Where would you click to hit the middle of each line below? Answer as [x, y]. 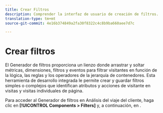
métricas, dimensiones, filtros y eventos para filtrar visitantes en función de [81, 70]
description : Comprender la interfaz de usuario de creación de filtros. [82, 14]
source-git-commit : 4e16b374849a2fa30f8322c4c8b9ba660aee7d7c [70, 23]
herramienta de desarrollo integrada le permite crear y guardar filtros [75, 80]
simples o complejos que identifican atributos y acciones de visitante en [78, 86]
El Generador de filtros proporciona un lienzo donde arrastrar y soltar [75, 65]
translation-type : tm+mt [30, 19]
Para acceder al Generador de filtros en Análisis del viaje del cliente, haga [80, 100]
